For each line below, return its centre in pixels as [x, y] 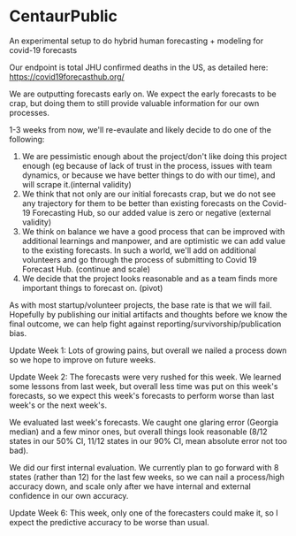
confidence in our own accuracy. [69, 495]
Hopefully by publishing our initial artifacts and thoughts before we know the [148, 314]
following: [27, 139]
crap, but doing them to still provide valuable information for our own [134, 103]
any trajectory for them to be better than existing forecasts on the [141, 203]
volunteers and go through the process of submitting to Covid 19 [139, 259]
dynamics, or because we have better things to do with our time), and [148, 175]
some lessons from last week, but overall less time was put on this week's [144, 386]
